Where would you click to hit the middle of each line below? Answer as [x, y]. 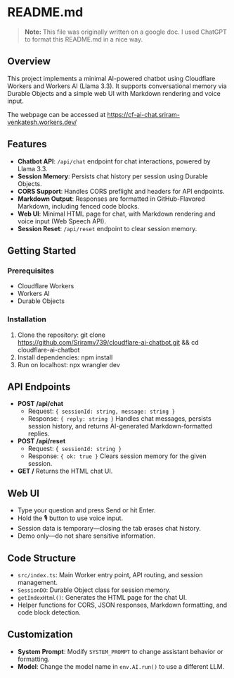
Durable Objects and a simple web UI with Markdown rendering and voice [114, 93]
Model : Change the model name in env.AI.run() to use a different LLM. [121, 666]
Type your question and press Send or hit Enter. [86, 510]
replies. [39, 433]
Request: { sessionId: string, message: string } [102, 411]
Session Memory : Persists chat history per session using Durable [113, 176]
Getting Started [42, 251]
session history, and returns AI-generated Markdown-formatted [120, 426]
